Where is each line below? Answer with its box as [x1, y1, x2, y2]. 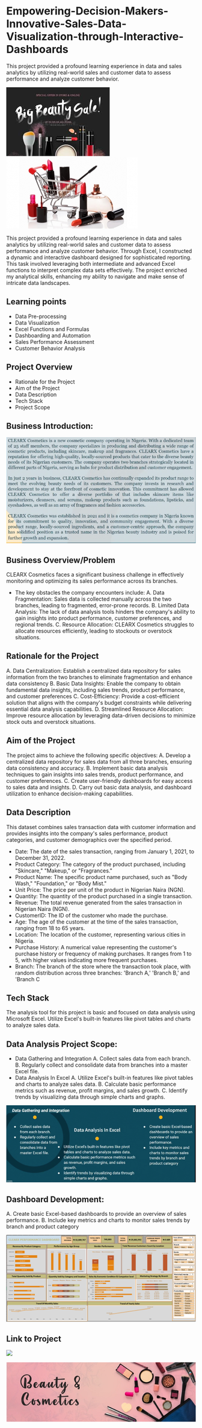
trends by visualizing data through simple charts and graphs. [14, 1093, 165, 1101]
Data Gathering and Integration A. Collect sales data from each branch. [14, 1055, 191, 1062]
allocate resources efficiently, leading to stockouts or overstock [14, 627, 173, 635]
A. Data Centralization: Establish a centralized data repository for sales [6, 667, 182, 674]
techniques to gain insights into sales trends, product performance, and [6, 771, 183, 778]
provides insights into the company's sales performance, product [6, 830, 168, 837]
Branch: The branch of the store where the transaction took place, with [14, 963, 191, 970]
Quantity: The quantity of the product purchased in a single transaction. [14, 892, 192, 899]
